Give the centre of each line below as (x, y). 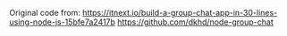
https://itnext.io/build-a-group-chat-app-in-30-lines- (180, 13)
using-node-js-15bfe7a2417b (63, 22)
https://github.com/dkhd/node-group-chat (196, 22)
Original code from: (45, 13)
